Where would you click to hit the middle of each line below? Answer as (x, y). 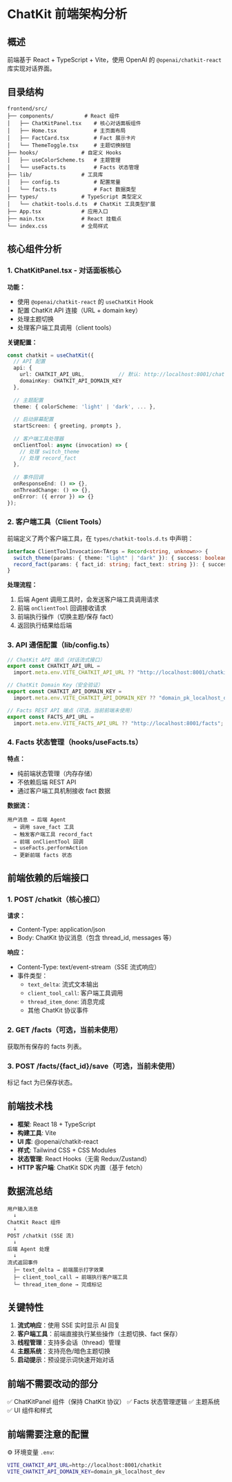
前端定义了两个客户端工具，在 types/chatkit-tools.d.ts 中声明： (100, 538)
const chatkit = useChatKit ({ (51, 355)
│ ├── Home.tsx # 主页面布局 (67, 131)
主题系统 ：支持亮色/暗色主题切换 (64, 1351)
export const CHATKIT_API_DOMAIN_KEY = (65, 692)
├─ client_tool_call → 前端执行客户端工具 (70, 1277)
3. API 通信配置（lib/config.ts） (60, 645)
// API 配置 (30, 362)
